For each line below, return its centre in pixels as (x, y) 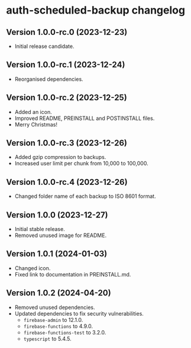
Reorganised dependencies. (49, 79)
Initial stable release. (40, 229)
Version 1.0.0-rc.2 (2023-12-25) (67, 98)
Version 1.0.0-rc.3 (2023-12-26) (67, 143)
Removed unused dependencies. (55, 307)
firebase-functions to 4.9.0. (58, 326)
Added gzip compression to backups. (60, 157)
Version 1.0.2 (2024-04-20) (59, 293)
